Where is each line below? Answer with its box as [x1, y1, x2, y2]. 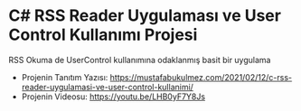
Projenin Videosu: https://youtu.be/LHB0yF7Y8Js [21, 91, 205, 102]
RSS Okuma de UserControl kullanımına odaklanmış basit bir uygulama [8, 54, 271, 65]
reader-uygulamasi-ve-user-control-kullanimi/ [21, 81, 193, 92]
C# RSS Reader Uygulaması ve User [8, 5, 282, 26]
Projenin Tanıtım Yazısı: [21, 71, 108, 82]
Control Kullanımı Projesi [8, 24, 198, 45]
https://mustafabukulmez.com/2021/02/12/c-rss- [109, 71, 293, 82]
